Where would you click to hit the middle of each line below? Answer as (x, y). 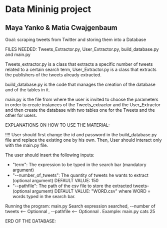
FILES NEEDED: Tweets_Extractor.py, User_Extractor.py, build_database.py (82, 49)
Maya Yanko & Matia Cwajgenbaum (61, 28)
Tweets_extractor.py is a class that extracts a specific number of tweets (79, 64)
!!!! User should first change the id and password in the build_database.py (81, 135)
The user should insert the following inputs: (50, 155)
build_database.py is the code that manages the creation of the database (80, 84)
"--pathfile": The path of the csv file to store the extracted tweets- (80, 186)
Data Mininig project (48, 9)
